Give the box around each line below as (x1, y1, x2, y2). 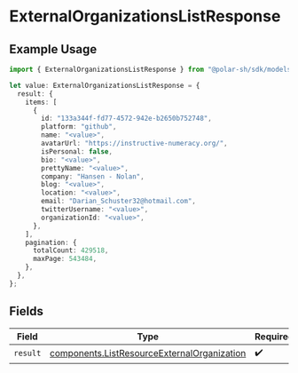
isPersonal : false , (41, 147, 114, 156)
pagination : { (25, 238, 77, 247)
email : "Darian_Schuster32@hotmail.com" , (41, 197, 197, 206)
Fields (9, 304, 44, 319)
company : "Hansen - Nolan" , (41, 171, 145, 181)
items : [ (25, 98, 58, 107)
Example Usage (9, 42, 98, 57)
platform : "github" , (41, 123, 117, 131)
